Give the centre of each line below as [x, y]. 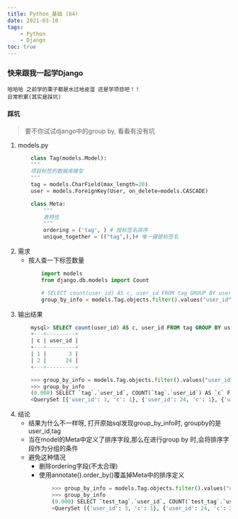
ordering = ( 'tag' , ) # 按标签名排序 [96, 230]
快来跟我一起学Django [45, 73]
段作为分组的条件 [53, 449]
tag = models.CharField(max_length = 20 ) [90, 185]
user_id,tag [45, 431]
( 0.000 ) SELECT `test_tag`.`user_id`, [109, 501]
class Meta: [48, 204]
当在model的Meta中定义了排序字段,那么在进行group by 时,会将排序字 [129, 439]
